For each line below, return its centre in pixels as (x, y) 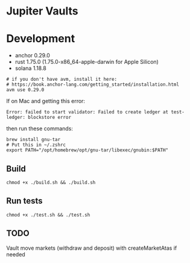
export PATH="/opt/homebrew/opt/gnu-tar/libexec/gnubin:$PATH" (87, 150)
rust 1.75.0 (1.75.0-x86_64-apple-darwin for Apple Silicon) (87, 62)
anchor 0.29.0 (32, 55)
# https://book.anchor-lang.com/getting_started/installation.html (93, 85)
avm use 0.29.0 (25, 90)
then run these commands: (40, 128)
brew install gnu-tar (33, 140)
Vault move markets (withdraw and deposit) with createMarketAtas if (92, 248)
